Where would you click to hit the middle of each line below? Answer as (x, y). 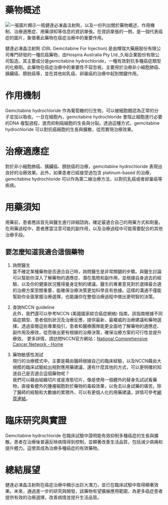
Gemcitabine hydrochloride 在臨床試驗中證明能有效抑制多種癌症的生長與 (80, 435)
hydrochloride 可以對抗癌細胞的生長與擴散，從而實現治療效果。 (70, 129)
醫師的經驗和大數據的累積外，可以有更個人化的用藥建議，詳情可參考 (87, 392)
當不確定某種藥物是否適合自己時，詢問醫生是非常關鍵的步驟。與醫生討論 (87, 271)
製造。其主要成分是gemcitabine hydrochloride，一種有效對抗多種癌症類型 (85, 61)
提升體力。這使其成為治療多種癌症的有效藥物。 (53, 448)
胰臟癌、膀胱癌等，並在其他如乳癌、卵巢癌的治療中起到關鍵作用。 (73, 73)
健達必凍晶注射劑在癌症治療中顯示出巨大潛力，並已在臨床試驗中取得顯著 (79, 485)
